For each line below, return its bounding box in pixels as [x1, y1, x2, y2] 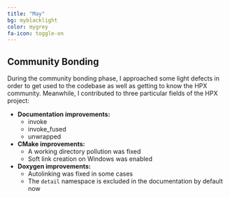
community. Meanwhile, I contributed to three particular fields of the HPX [7, 89, 218, 98]
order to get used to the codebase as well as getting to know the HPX [7, 82, 208, 90]
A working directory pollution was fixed [27, 148, 141, 156]
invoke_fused [27, 125, 66, 134]
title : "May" [7, 10, 45, 17]
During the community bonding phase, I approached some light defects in [7, 74, 220, 83]
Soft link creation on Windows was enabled [27, 155, 152, 163]
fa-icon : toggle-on [7, 29, 64, 37]
